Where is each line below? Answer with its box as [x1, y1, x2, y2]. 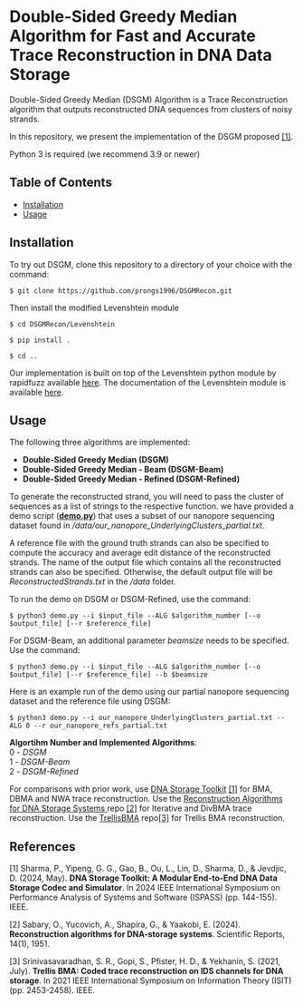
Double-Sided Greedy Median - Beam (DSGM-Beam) [22, 464, 224, 475]
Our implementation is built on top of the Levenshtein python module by [9, 367, 277, 378]
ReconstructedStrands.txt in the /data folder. [9, 576, 176, 587]
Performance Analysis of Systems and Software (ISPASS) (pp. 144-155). [9, 892, 278, 903]
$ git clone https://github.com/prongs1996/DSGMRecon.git [9, 286, 232, 296]
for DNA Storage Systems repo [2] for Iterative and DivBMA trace [9, 803, 252, 814]
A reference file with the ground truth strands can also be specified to [9, 538, 270, 549]
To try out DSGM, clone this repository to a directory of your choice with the [9, 258, 292, 269]
